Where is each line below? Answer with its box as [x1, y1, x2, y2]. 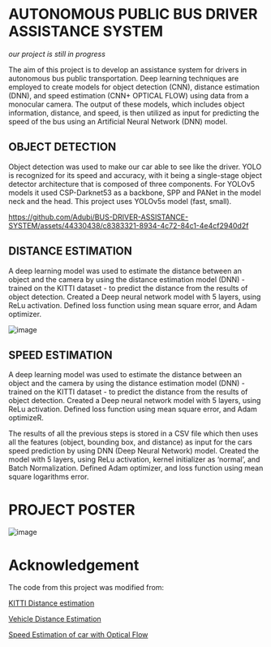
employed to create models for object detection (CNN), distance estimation [8, 82, 260, 92]
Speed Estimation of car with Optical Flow [8, 630, 148, 640]
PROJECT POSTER [8, 501, 135, 519]
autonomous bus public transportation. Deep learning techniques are [8, 73, 239, 83]
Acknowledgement [8, 556, 140, 574]
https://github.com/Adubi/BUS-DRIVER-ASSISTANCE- [8, 212, 189, 222]
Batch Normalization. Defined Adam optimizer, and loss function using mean [8, 463, 264, 473]
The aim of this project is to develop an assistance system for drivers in [8, 64, 247, 74]
